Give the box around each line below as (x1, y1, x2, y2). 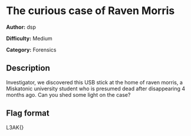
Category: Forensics (6, 46, 57, 53)
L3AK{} (6, 124, 24, 131)
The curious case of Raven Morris (6, 4, 175, 18)
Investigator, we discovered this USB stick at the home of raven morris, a (6, 79, 183, 86)
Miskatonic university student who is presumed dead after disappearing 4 (6, 85, 186, 92)
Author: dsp (6, 23, 37, 30)
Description (6, 63, 50, 73)
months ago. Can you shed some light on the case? (6, 91, 131, 98)
